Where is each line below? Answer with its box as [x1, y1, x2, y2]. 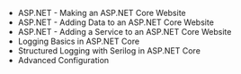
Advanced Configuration [17, 55, 110, 65]
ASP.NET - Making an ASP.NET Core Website [17, 8, 186, 18]
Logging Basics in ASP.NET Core [17, 36, 140, 46]
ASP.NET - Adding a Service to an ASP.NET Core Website [17, 27, 232, 37]
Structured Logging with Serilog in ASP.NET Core [17, 45, 201, 56]
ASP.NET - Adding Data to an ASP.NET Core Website [17, 17, 214, 28]
